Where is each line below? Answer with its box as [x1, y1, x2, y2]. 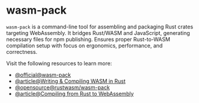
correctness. [6, 48, 38, 55]
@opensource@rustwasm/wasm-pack [14, 83, 110, 91]
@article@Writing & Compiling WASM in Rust [14, 78, 126, 85]
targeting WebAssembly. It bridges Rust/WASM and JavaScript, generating [6, 29, 190, 36]
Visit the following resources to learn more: [6, 60, 112, 67]
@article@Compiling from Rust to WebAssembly [14, 90, 134, 97]
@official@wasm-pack [14, 71, 71, 78]
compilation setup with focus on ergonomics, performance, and [6, 42, 163, 49]
